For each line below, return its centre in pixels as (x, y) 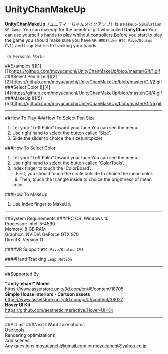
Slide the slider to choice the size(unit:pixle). (58, 138)
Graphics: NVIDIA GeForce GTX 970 (42, 234)
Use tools (15, 330)
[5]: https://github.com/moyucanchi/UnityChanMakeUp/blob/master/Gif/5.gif (84, 103)
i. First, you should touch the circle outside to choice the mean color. (83, 173)
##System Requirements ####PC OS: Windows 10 (57, 218)
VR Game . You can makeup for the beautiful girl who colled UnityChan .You (81, 29)
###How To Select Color (30, 148)
